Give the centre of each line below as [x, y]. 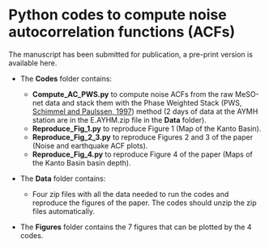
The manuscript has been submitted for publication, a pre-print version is [131, 54]
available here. [33, 63]
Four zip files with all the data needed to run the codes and [130, 194]
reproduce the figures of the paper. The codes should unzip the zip [144, 203]
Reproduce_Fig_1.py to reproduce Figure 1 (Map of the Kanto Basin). [147, 128]
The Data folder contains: [63, 178]
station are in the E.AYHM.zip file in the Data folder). [119, 119]
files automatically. [64, 211]
